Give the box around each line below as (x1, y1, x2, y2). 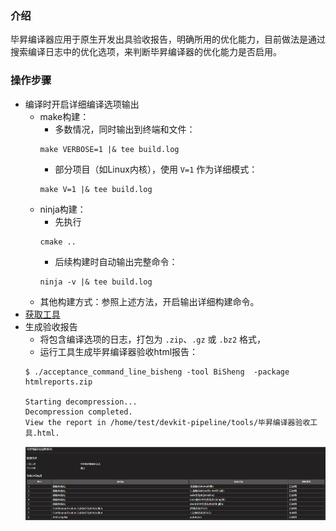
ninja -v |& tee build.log (39, 277, 153, 287)
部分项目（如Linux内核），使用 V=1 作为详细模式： (54, 163, 258, 175)
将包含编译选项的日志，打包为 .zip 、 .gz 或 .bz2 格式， (39, 333, 267, 345)
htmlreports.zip (24, 377, 93, 387)
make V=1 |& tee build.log (39, 184, 153, 194)
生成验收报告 (24, 320, 78, 332)
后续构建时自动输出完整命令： (54, 255, 178, 267)
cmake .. (39, 237, 77, 247)
